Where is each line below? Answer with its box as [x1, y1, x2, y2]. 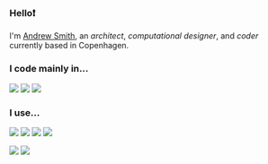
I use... [9, 106, 40, 118]
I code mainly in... [9, 63, 89, 75]
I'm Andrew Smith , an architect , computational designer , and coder [9, 30, 259, 41]
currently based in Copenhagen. [9, 40, 130, 51]
